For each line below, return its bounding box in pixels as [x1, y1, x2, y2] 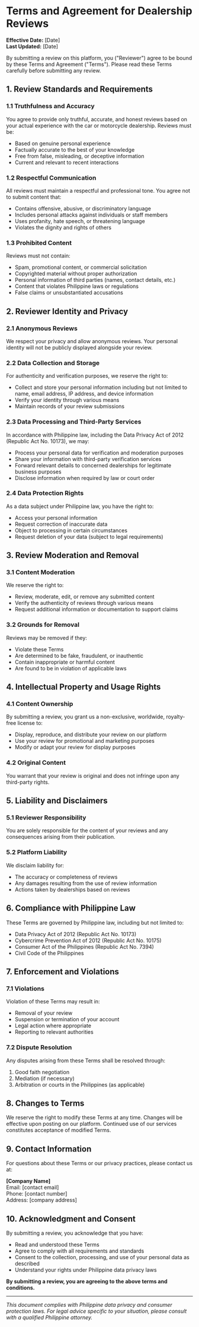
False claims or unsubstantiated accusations [14, 289, 123, 296]
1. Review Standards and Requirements [6, 84, 153, 95]
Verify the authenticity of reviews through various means [14, 600, 154, 607]
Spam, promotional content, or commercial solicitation [14, 263, 147, 271]
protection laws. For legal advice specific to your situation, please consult [6, 1307, 187, 1315]
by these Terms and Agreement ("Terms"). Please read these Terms [6, 61, 172, 68]
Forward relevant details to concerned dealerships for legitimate [14, 462, 172, 469]
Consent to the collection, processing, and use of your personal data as [14, 1253, 190, 1260]
